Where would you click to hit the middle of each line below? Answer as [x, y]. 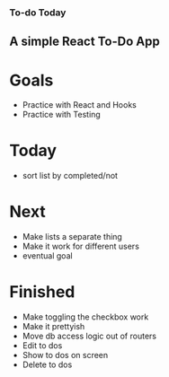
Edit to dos [42, 346]
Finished [42, 292]
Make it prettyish [53, 327]
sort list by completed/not [70, 176]
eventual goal [48, 256]
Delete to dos [47, 364]
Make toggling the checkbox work [85, 317]
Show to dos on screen [65, 355]
